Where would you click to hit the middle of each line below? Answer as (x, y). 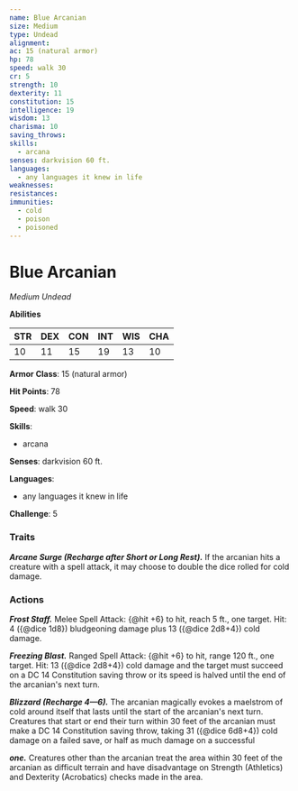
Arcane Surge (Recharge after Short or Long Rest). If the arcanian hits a (145, 556)
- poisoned (38, 227)
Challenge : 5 (34, 514)
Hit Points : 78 (35, 391)
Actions (27, 599)
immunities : (32, 202)
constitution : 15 (42, 101)
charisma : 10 (34, 127)
